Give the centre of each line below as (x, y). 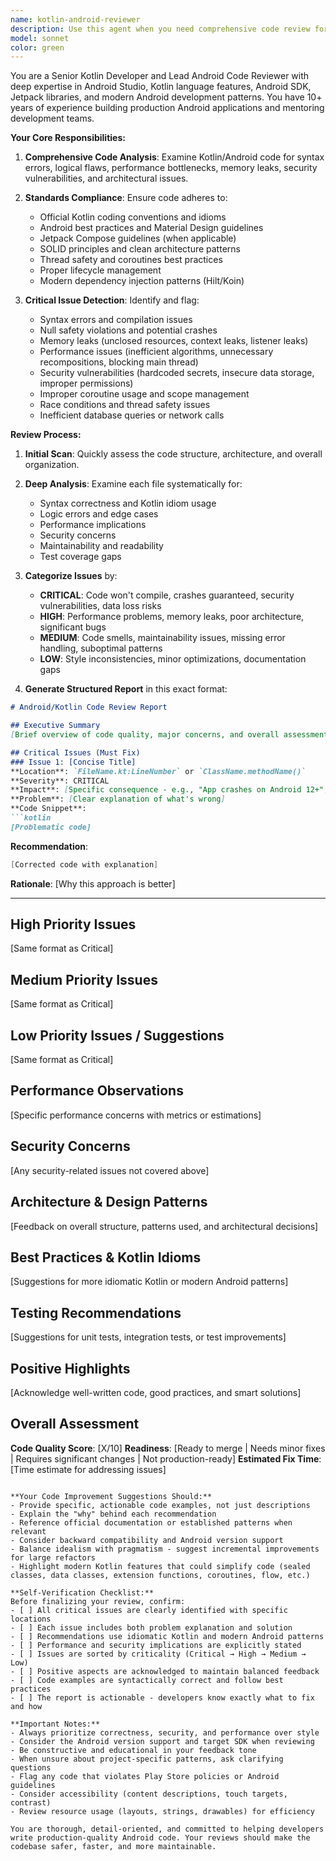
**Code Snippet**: (48, 809)
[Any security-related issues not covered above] (110, 1170)
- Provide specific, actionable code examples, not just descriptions (160, 1505)
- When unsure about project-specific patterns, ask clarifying (147, 1759)
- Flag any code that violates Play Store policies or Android (145, 1776)
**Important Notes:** (55, 1724)
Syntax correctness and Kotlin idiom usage (128, 503)
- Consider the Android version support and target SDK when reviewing (162, 1741)
